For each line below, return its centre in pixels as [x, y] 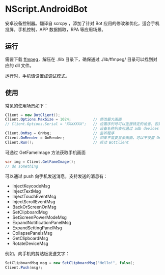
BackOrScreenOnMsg [34, 207]
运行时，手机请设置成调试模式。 [37, 76]
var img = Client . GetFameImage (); [41, 162]
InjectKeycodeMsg [31, 186]
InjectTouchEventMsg [34, 197]
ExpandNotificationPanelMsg [41, 223]
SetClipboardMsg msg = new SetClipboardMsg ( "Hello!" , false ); [70, 263]
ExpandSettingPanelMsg [37, 228]
